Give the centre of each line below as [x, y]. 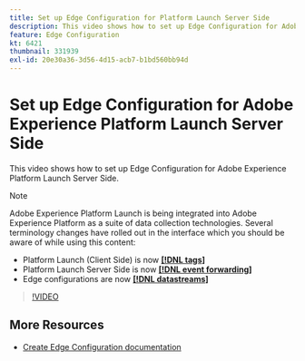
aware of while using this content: [73, 242]
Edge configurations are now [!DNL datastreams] [115, 278]
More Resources [57, 325]
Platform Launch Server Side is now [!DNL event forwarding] [137, 269]
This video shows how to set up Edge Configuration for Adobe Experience [148, 168]
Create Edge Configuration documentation [102, 346]
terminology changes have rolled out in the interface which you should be [147, 232]
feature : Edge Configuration [64, 34]
